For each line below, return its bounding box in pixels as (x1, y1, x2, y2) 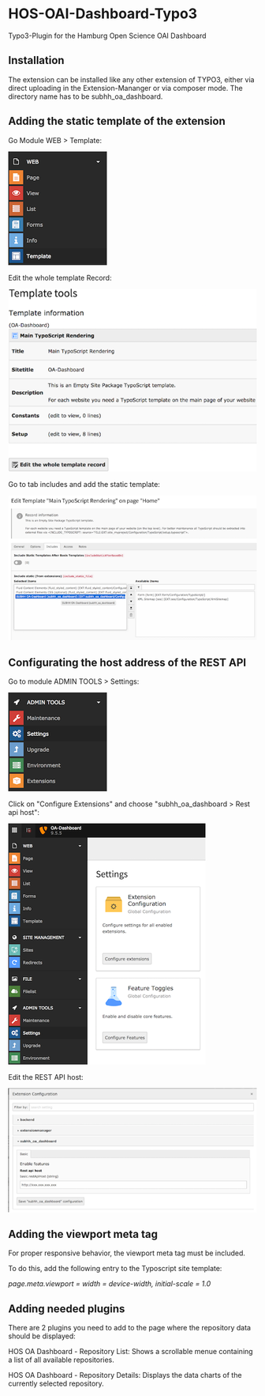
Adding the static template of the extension (8, 115, 226, 128)
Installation (8, 54, 65, 67)
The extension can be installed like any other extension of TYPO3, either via (8, 74, 255, 84)
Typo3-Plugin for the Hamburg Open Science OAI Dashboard (8, 31, 207, 40)
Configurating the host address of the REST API (8, 655, 247, 669)
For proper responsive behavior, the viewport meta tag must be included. (8, 1248, 246, 1258)
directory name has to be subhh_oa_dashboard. (8, 92, 163, 101)
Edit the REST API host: (8, 1073, 84, 1082)
